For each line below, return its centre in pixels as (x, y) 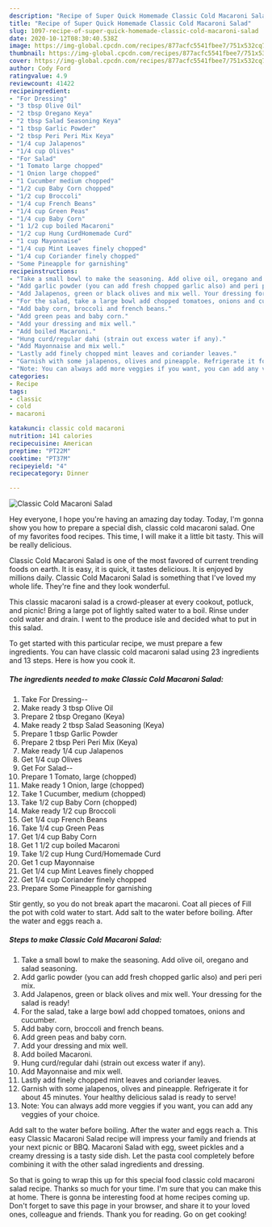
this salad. (26, 628)
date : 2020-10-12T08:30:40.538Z (63, 38)
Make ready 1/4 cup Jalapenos (72, 751)
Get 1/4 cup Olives (52, 759)
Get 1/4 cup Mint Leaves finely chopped (87, 871)
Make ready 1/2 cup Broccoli (68, 811)
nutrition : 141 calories (51, 436)
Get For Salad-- (47, 768)
